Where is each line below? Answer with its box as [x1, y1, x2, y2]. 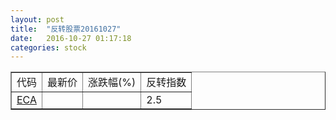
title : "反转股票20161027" [10, 24, 122, 34]
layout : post [10, 14, 65, 25]
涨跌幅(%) [88, 76, 137, 90]
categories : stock [10, 42, 87, 53]
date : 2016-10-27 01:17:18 [10, 33, 132, 43]
